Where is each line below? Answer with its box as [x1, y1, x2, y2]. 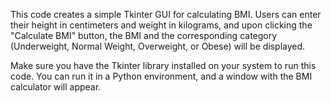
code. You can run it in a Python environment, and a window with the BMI [10, 70, 313, 82]
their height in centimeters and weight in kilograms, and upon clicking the [10, 19, 313, 31]
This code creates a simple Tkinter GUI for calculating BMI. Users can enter [10, 9, 322, 20]
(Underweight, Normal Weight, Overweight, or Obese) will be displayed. [10, 40, 306, 52]
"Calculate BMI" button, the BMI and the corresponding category [10, 30, 278, 41]
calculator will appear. [10, 81, 102, 93]
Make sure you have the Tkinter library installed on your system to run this [10, 60, 317, 71]
